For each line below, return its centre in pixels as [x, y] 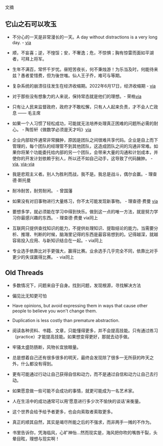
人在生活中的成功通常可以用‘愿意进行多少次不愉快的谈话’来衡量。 [78, 401]
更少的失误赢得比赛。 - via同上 [43, 257]
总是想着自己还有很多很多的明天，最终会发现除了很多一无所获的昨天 [81, 357]
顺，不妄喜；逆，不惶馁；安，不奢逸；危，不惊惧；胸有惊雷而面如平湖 [83, 53]
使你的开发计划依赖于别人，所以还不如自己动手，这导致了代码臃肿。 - [82, 158]
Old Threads [24, 273]
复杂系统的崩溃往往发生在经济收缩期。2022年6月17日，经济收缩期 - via [84, 86]
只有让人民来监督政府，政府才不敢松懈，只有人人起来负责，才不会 [79, 107]
